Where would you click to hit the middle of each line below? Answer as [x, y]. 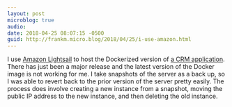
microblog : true [31, 20]
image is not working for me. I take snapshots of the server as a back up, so [116, 74]
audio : [17, 26]
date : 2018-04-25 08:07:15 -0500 [56, 33]
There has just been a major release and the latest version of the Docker [111, 67]
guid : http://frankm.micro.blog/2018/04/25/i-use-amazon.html [99, 40]
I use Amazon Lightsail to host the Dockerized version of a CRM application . [116, 59]
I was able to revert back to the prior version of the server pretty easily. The [116, 81]
